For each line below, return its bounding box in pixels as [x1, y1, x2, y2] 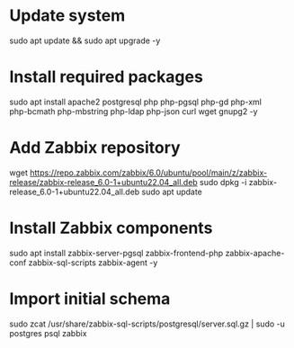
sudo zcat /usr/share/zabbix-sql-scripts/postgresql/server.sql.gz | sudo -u [9, 318, 285, 329]
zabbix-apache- [225, 247, 285, 258]
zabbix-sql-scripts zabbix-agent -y [28, 257, 158, 268]
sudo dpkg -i [199, 176, 247, 187]
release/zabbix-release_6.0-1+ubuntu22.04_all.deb [9, 176, 198, 187]
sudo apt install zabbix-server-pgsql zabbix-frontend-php [9, 247, 224, 258]
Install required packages [9, 67, 204, 87]
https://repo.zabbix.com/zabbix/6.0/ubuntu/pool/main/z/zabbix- [30, 167, 268, 178]
